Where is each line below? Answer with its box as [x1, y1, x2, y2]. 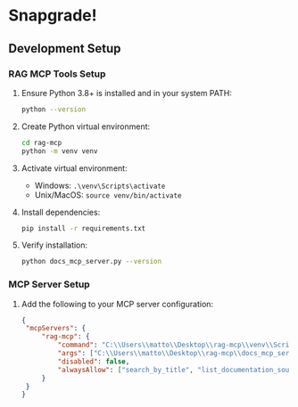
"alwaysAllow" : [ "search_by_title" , [57, 365, 194, 374]
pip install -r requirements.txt [21, 224, 146, 232]
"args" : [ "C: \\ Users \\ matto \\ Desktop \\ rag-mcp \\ [57, 349, 242, 358]
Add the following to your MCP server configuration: [21, 298, 214, 309]
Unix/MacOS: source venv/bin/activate [34, 189, 182, 200]
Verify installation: [21, 240, 88, 250]
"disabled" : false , [57, 357, 130, 366]
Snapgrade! [8, 5, 97, 26]
